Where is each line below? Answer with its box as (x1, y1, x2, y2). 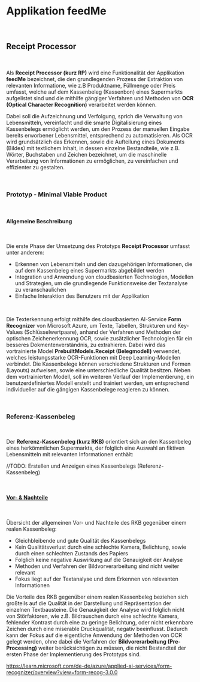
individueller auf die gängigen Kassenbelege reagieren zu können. (6, 386, 169, 393)
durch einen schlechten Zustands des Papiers (14, 549, 129, 557)
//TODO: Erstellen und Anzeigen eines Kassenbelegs (6, 462, 137, 469)
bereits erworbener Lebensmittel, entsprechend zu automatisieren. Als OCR (6, 131, 193, 139)
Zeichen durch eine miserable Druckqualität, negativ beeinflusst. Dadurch (6, 625, 188, 632)
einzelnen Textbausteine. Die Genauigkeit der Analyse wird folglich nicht (6, 606, 185, 613)
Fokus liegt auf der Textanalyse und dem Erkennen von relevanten (14, 575, 178, 582)
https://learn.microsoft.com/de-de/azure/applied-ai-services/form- (6, 662, 172, 669)
